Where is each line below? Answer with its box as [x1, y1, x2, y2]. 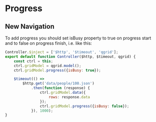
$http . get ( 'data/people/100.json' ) [22, 81, 95, 86]
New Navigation [5, 22, 54, 31]
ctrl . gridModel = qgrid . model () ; [14, 63, 82, 68]
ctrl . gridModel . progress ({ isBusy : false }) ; [39, 104, 130, 108]
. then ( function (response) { [31, 86, 90, 90]
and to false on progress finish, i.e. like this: [5, 40, 92, 46]
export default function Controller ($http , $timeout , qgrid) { [5, 54, 136, 59]
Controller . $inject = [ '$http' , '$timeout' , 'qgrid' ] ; [5, 50, 119, 54]
